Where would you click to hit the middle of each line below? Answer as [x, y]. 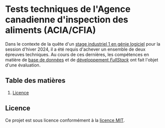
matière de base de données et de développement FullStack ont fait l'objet [82, 60]
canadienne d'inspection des [67, 20]
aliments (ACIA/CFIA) [51, 30]
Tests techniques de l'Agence [68, 9]
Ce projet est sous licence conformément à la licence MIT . [65, 120]
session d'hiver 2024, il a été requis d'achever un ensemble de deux [75, 49]
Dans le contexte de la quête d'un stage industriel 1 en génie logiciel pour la [83, 44]
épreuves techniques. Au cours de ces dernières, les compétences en [77, 54]
